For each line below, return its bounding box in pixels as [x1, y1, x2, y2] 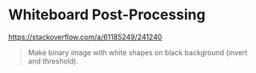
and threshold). [27, 56, 78, 66]
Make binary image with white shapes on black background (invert [27, 47, 248, 57]
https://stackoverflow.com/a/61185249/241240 [8, 32, 162, 42]
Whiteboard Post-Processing [8, 6, 206, 24]
